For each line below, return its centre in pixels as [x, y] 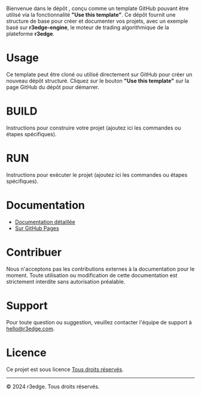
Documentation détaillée [45, 222]
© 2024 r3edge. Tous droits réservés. [53, 386]
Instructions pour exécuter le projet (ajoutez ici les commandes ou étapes [97, 175]
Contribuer [34, 252]
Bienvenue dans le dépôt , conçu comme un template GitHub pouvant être [98, 8]
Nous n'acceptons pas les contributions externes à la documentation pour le [100, 269]
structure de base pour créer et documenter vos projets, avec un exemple [97, 21]
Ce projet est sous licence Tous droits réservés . [65, 369]
